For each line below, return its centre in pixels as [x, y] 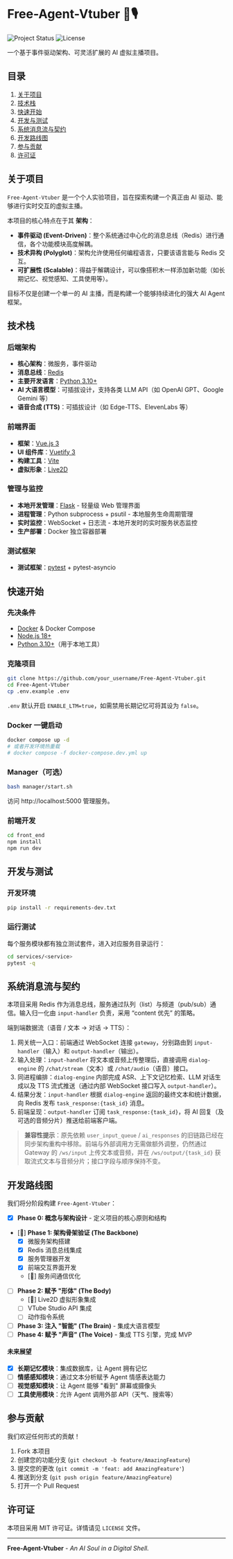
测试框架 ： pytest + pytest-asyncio [67, 567]
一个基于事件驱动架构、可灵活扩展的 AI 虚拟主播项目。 [85, 52]
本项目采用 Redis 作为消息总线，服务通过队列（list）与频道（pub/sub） [109, 1004]
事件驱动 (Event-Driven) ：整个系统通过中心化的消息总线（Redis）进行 [118, 235]
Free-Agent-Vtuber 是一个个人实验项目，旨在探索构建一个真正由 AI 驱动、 [112, 197]
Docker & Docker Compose [56, 628]
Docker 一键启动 [35, 725]
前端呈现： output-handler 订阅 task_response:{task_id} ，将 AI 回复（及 [120, 1112]
